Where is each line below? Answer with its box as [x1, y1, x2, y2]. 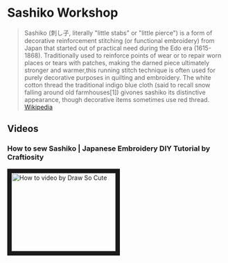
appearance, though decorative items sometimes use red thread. [24, 95, 210, 103]
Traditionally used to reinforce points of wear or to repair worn [44, 51, 222, 60]
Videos [7, 123, 39, 135]
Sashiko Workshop [7, 5, 119, 21]
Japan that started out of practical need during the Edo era [24, 44, 193, 52]
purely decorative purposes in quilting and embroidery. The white [24, 73, 211, 81]
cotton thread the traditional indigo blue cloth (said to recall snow [24, 80, 211, 89]
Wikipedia [24, 103, 53, 111]
